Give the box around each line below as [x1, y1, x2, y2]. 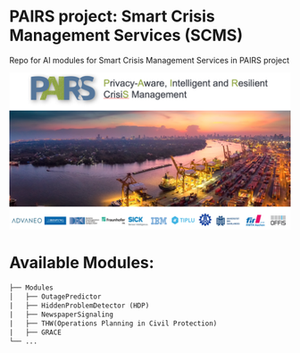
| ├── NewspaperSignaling [9, 310, 114, 319]
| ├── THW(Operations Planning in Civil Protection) [9, 319, 218, 328]
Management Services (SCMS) [9, 25, 244, 46]
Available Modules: [9, 253, 154, 273]
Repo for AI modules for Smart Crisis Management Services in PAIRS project [9, 55, 290, 65]
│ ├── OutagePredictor [9, 292, 102, 301]
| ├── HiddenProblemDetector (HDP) [9, 301, 150, 310]
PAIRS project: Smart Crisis [9, 6, 216, 27]
